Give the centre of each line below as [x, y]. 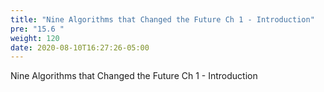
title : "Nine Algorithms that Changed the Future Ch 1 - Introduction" [162, 19]
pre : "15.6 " [37, 29]
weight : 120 [35, 38]
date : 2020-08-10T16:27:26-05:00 [80, 47]
